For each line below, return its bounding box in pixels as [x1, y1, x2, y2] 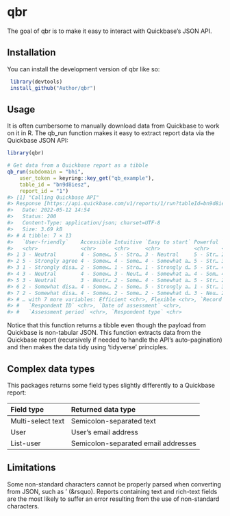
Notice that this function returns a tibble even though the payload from [7, 321, 207, 329]
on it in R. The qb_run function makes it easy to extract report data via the [7, 129, 215, 137]
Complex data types [7, 363, 95, 375]
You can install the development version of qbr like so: [7, 64, 160, 73]
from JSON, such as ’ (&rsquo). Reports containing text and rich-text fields [7, 487, 218, 495]
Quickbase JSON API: [7, 137, 68, 145]
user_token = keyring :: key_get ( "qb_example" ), [19, 174, 155, 182]
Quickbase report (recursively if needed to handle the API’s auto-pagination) [7, 336, 222, 344]
